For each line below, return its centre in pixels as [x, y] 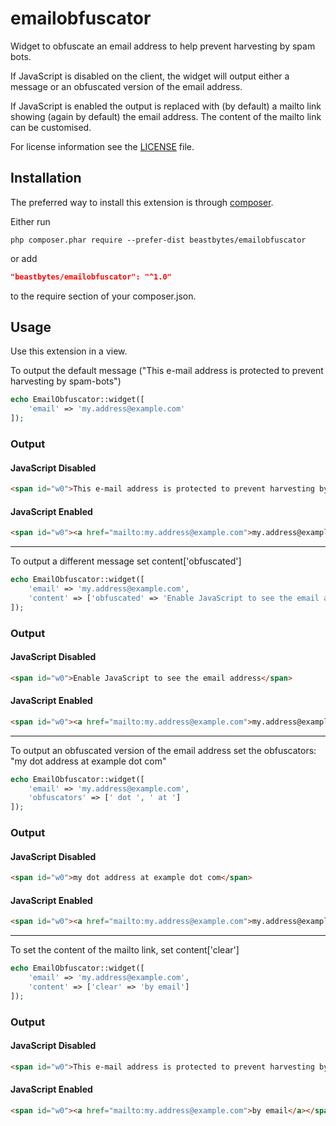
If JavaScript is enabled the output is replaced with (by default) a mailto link [166, 106]
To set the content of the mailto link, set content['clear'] [125, 950]
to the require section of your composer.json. [103, 296]
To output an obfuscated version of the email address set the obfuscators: [163, 750]
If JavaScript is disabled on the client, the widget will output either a [150, 76]
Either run [30, 221]
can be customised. [51, 127]
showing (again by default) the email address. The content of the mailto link [166, 116]
